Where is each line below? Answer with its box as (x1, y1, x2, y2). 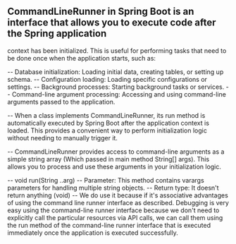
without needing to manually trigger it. (7, 133, 118, 142)
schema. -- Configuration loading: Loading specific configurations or (7, 75, 208, 83)
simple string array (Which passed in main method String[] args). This (7, 154, 210, 163)
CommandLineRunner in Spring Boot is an (7, 6, 194, 18)
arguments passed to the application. (7, 97, 116, 106)
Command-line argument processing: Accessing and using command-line (11, 90, 227, 98)
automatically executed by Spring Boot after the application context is (7, 118, 210, 127)
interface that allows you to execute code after (7, 17, 216, 29)
